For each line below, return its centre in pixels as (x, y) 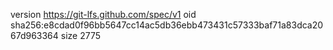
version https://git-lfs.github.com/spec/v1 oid (103, 14)
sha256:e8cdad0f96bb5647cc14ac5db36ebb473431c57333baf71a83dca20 (167, 25)
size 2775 (81, 35)
